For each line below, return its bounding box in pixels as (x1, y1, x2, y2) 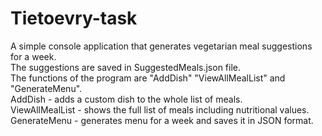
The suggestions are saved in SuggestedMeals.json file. (10, 61, 242, 73)
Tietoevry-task (10, 7, 138, 30)
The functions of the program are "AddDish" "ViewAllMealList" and (10, 72, 286, 84)
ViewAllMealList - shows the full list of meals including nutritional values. (10, 103, 310, 116)
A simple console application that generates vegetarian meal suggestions (10, 40, 313, 52)
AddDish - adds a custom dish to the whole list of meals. (10, 93, 243, 105)
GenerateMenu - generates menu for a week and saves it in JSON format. (10, 114, 314, 126)
